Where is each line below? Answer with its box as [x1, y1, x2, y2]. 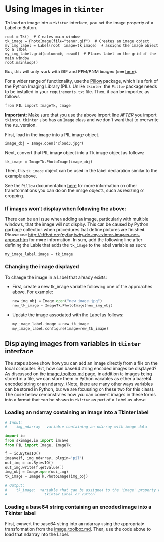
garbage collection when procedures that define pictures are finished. [5, 227, 146, 233]
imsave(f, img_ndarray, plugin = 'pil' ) [5, 456, 84, 461]
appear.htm [5, 237, 28, 243]
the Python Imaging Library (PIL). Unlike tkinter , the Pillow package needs [5, 83, 157, 89]
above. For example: [12, 289, 54, 295]
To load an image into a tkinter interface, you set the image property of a [5, 20, 154, 25]
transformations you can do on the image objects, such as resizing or [5, 188, 145, 193]
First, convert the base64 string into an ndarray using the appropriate [5, 520, 144, 527]
